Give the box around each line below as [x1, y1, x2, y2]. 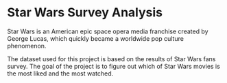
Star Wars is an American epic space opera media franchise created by [7, 27, 208, 35]
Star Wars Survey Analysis [7, 5, 163, 20]
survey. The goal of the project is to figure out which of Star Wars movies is [7, 62, 221, 70]
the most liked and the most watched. [7, 69, 114, 78]
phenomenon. [7, 41, 47, 50]
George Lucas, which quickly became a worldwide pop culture [7, 34, 184, 42]
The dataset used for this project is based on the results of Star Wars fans [7, 54, 216, 63]
